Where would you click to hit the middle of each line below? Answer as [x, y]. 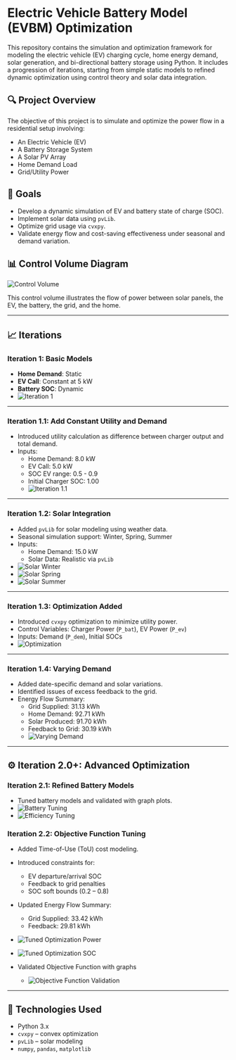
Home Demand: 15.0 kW [63, 551]
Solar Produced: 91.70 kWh [67, 721]
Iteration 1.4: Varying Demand [59, 669]
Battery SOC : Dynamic [51, 389]
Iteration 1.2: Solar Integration [59, 514]
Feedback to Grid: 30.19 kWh [70, 729]
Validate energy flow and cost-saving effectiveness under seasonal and [121, 233]
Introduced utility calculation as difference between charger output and [120, 436]
